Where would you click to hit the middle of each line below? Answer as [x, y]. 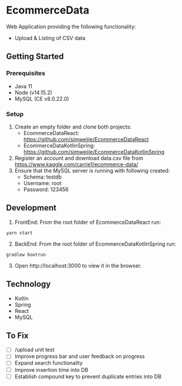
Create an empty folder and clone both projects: [73, 127]
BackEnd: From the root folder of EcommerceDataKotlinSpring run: [95, 244]
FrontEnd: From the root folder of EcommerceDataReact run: [88, 222]
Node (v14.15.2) [33, 93]
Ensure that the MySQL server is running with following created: [92, 170]
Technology [29, 284]
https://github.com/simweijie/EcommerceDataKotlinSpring [94, 151]
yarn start [19, 233]
